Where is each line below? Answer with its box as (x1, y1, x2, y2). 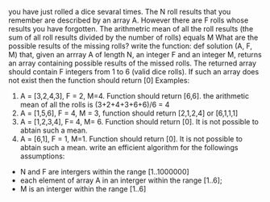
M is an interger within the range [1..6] (19, 184, 147, 193)
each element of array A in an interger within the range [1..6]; (19, 175, 223, 185)
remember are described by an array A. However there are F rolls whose (8, 15, 249, 25)
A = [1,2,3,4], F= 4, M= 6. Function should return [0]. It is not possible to (19, 117, 260, 126)
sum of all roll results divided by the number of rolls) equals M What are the (8, 32, 259, 42)
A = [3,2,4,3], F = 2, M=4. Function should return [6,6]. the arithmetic (19, 91, 250, 100)
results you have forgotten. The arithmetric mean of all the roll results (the (8, 24, 254, 33)
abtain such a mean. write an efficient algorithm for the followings (19, 143, 239, 152)
